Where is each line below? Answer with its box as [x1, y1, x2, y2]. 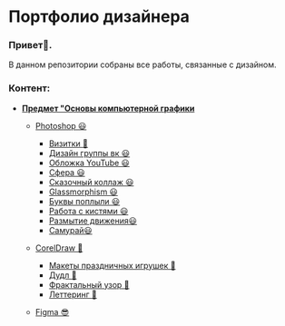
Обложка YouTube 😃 [48, 157, 131, 168]
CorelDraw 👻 [34, 242, 84, 253]
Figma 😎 [34, 306, 70, 317]
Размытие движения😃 [48, 215, 138, 226]
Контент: [8, 82, 51, 94]
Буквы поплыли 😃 [48, 195, 121, 206]
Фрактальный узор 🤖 [48, 279, 130, 290]
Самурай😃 [48, 224, 93, 235]
